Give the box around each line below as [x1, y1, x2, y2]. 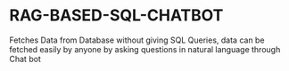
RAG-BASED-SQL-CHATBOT [9, 5, 224, 26]
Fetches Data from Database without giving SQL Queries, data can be [9, 35, 265, 45]
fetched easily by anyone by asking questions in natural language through [9, 43, 281, 54]
